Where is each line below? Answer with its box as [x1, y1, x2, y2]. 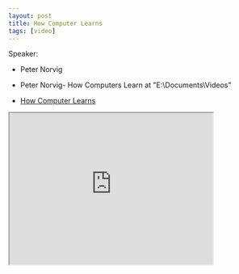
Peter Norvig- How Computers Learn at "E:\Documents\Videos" [19, 80, 232, 90]
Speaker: [8, 49, 39, 59]
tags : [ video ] [8, 27, 57, 35]
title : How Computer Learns [8, 19, 103, 27]
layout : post [8, 11, 52, 20]
